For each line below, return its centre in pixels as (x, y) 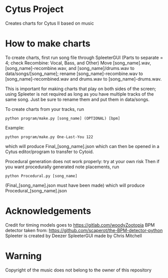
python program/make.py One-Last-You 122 (49, 137)
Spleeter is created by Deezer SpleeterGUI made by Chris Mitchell (74, 236)
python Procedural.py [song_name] (41, 176)
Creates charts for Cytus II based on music (50, 23)
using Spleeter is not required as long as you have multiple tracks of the (80, 94)
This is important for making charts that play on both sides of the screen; (81, 89)
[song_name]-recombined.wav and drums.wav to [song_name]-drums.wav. (83, 79)
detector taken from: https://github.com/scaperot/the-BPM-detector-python (84, 230)
